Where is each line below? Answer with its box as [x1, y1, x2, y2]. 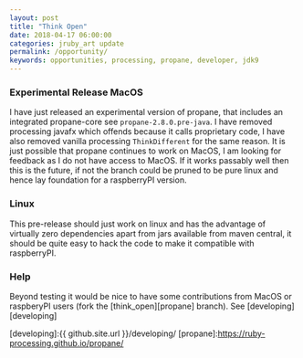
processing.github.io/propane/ [9, 337, 124, 348]
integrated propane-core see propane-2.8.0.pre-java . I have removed [9, 116, 273, 128]
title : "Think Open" [9, 22, 89, 31]
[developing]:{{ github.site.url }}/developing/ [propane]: [9, 328, 218, 339]
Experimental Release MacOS [9, 86, 143, 99]
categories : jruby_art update [9, 38, 125, 48]
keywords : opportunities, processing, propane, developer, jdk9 [9, 56, 259, 65]
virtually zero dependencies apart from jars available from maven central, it [9, 227, 292, 238]
